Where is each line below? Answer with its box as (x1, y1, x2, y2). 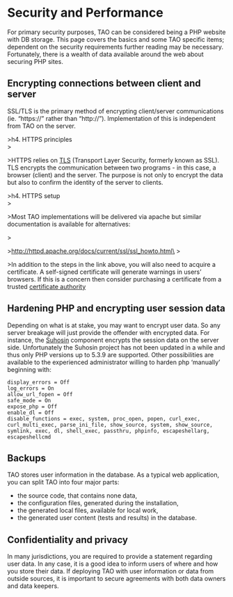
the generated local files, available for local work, (17, 506, 159, 515)
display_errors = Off (7, 379, 70, 386)
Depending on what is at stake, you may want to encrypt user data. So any (7, 321, 220, 329)
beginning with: (7, 365, 52, 373)
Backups (7, 452, 47, 464)
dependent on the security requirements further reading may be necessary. (7, 42, 224, 51)
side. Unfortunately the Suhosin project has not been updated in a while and (7, 343, 225, 352)
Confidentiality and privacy (7, 534, 129, 546)
